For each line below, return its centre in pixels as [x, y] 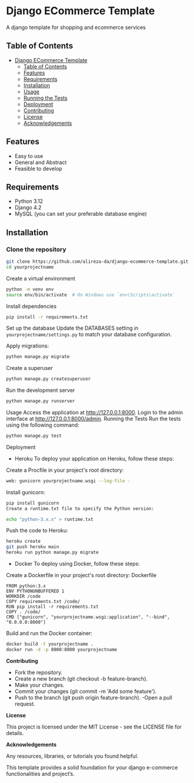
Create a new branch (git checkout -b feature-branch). [81, 678]
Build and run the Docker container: [49, 633]
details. [15, 733]
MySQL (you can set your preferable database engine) [81, 214]
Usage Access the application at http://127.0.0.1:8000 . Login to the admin [95, 413]
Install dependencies [32, 306]
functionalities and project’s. [40, 774]
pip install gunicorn [33, 503]
